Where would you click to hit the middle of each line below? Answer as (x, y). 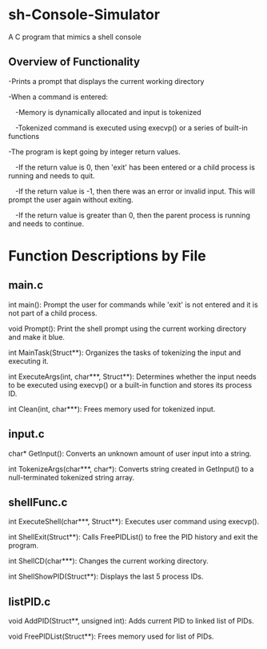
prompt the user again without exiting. (71, 199)
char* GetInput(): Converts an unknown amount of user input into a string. (130, 453)
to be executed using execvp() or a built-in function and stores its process (130, 384)
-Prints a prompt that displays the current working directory (106, 81)
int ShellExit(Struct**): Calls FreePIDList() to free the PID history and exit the (133, 537)
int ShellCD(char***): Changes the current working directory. (109, 561)
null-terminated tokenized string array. (72, 477)
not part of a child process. (53, 313)
